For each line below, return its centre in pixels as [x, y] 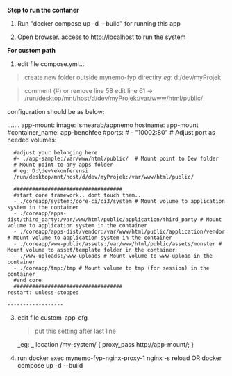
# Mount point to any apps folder [63, 165]
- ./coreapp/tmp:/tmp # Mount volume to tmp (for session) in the [111, 268]
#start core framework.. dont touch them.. [77, 195]
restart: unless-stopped [43, 293]
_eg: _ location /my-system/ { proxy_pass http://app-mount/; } [106, 344]
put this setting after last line [75, 331]
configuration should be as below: [56, 112]
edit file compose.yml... [51, 64]
